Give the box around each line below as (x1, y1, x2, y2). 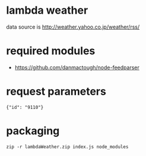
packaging (6, 124, 60, 138)
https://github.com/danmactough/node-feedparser (14, 64, 139, 71)
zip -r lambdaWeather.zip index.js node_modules (6, 143, 129, 149)
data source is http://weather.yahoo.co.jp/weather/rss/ (6, 23, 140, 30)
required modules (6, 44, 96, 58)
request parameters (6, 85, 107, 98)
